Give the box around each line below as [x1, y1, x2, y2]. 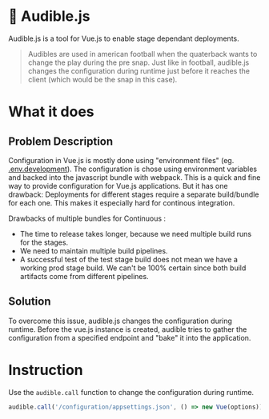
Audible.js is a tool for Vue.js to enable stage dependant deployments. [8, 34, 240, 43]
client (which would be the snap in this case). [27, 74, 178, 84]
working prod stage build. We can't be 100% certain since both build [19, 263, 247, 273]
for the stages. [19, 237, 69, 247]
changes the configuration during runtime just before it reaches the [27, 66, 251, 75]
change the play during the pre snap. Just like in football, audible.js [27, 58, 250, 67]
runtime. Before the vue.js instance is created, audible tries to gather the [8, 324, 247, 334]
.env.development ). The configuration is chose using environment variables [8, 164, 258, 174]
